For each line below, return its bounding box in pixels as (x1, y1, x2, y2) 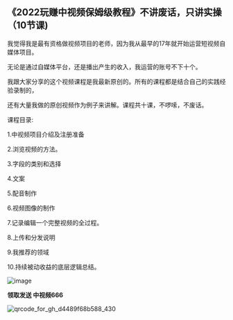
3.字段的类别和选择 (7, 159, 62, 168)
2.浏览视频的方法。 (7, 145, 62, 153)
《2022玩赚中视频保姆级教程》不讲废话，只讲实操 (7, 6, 222, 19)
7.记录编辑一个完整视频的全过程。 (7, 218, 103, 226)
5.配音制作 (7, 189, 37, 197)
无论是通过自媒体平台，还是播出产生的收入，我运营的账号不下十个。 (7, 62, 202, 71)
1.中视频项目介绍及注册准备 (7, 130, 85, 139)
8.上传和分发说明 (7, 233, 55, 241)
